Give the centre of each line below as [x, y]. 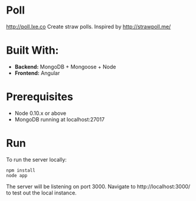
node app [17, 175]
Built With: [32, 50]
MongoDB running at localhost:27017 [60, 119]
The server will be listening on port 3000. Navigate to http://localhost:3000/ [98, 186]
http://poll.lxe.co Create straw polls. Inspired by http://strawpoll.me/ [89, 27]
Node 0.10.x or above [40, 113]
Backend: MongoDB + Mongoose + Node [65, 67]
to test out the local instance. [41, 193]
